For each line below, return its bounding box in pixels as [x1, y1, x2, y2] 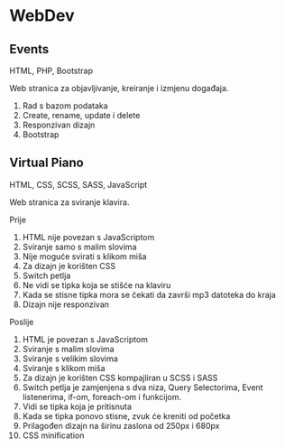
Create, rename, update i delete [22, 110, 141, 120]
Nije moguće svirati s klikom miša [22, 250, 147, 262]
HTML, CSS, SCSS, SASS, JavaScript [9, 179, 148, 190]
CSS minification [22, 430, 85, 441]
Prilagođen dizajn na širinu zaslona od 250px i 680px [22, 420, 220, 431]
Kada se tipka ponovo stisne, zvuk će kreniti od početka [22, 410, 231, 421]
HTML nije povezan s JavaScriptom [22, 231, 155, 242]
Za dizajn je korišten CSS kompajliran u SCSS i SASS [22, 372, 218, 383]
